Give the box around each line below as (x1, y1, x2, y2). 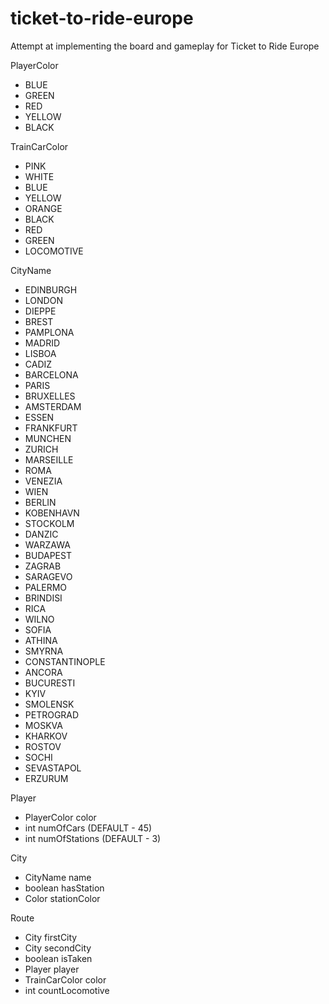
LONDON (24, 294, 63, 306)
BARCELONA (24, 368, 79, 381)
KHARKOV (24, 730, 68, 742)
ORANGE (24, 202, 63, 214)
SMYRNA (24, 645, 64, 657)
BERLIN (24, 496, 57, 508)
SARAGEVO (24, 570, 73, 582)
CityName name (24, 871, 92, 883)
